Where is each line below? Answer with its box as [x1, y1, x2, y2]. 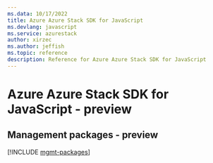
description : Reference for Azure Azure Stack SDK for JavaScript [7, 56, 207, 63]
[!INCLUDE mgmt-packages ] [7, 148, 90, 156]
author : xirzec [7, 37, 52, 44]
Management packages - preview [7, 129, 159, 141]
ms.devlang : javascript [7, 23, 78, 30]
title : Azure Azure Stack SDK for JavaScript [7, 17, 143, 24]
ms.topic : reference [7, 50, 68, 57]
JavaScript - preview [7, 101, 133, 117]
